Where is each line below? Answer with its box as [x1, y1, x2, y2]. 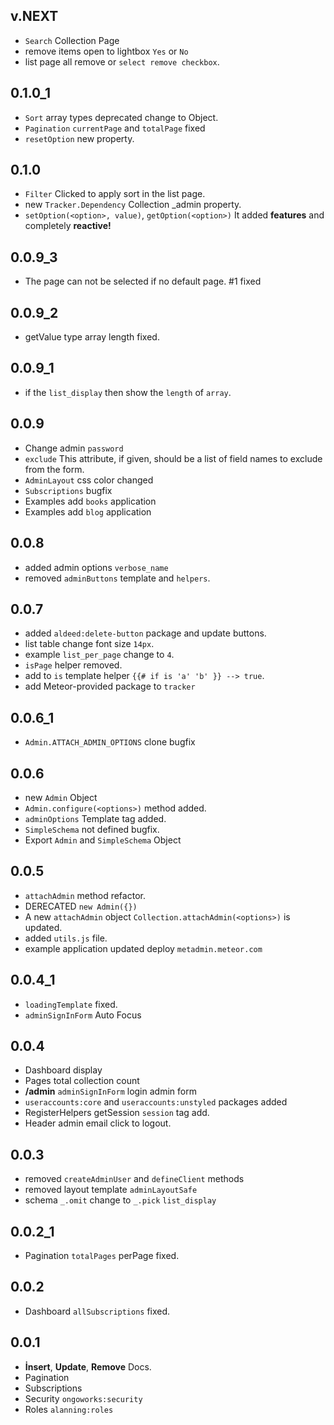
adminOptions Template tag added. [24, 812, 167, 824]
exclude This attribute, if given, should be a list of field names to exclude [24, 452, 323, 464]
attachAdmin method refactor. [24, 889, 146, 901]
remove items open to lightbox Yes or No [24, 45, 189, 57]
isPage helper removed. [24, 659, 123, 671]
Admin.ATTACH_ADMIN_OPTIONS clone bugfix [24, 736, 196, 748]
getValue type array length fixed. [24, 331, 160, 343]
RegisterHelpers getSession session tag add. [24, 1107, 210, 1119]
